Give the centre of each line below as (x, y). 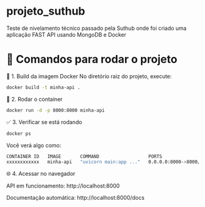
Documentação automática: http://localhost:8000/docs (75, 198)
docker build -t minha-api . (43, 87)
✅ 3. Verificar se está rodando (44, 122)
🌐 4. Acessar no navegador (41, 174)
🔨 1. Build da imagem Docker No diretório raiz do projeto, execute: (89, 76)
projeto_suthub (46, 11)
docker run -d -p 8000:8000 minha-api (56, 110)
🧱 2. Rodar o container (34, 99)
